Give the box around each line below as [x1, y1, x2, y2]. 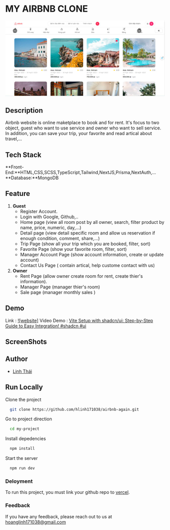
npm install [10, 446, 35, 451]
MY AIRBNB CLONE [5, 3, 89, 15]
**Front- [5, 163, 24, 170]
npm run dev [10, 466, 35, 471]
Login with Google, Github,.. [20, 214, 78, 220]
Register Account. [20, 208, 58, 214]
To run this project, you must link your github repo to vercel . [5, 489, 130, 495]
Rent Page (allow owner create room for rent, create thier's [20, 273, 143, 279]
